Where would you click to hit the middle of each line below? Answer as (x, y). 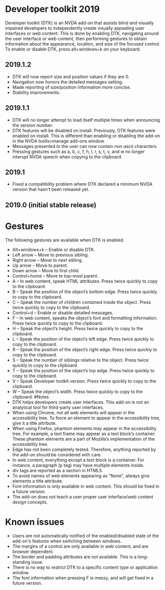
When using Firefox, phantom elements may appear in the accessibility (84, 428)
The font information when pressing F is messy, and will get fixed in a (83, 578)
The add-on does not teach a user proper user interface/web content (83, 496)
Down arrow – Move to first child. (46, 270)
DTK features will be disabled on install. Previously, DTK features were (84, 130)
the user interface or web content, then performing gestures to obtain (76, 39)
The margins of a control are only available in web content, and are (80, 546)
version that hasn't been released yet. (51, 190)
